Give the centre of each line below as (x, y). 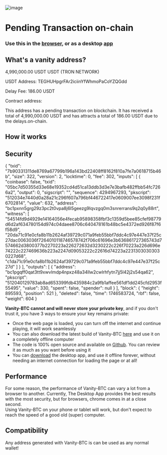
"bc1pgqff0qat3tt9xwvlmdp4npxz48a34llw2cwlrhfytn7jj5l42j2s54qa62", (80, 272)
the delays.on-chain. (26, 121)
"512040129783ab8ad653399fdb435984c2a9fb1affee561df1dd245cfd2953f (83, 283)
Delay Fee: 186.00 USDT (30, 91)
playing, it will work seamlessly (44, 329)
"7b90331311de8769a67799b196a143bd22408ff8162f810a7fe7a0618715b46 (83, 171)
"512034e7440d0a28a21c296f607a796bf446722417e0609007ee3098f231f (83, 198)
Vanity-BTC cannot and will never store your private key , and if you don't (82, 308)
